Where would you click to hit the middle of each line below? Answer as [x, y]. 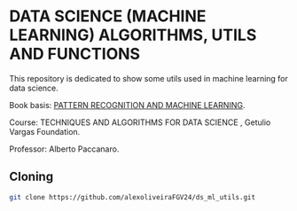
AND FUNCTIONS [74, 54]
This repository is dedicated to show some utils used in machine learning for [148, 78]
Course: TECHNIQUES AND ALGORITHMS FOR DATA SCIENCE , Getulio [140, 122]
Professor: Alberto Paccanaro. [64, 149]
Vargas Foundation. [45, 131]
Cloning [31, 177]
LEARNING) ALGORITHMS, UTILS [133, 35]
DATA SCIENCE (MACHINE [108, 16]
